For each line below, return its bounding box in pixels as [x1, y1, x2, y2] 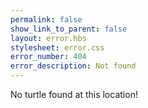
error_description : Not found [10, 61, 137, 71]
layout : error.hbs [10, 33, 87, 43]
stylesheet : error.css [10, 42, 105, 53]
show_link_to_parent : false [10, 24, 128, 34]
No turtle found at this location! [10, 89, 138, 100]
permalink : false [10, 14, 83, 25]
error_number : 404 [10, 52, 87, 62]
